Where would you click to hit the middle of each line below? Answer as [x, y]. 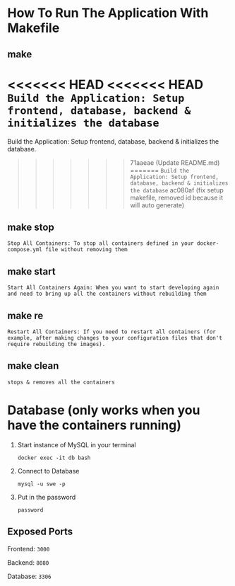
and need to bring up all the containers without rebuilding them [107, 294]
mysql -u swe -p [41, 484]
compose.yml [25, 250]
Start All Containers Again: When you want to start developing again [113, 288]
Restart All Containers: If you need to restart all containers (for [112, 332]
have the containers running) [94, 425]
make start [31, 271]
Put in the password [47, 497]
